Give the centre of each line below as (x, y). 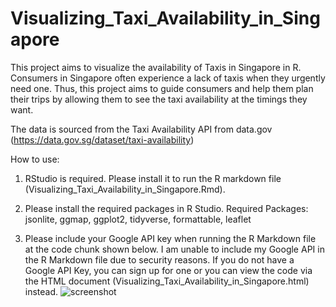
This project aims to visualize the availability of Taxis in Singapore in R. (156, 67)
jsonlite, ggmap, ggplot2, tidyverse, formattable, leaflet (138, 219)
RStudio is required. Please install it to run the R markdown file (153, 178)
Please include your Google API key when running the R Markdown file (170, 238)
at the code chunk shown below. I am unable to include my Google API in (174, 249)
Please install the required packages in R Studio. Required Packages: (166, 208)
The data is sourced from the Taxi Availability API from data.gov (141, 129)
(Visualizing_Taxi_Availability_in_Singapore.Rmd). (125, 189)
